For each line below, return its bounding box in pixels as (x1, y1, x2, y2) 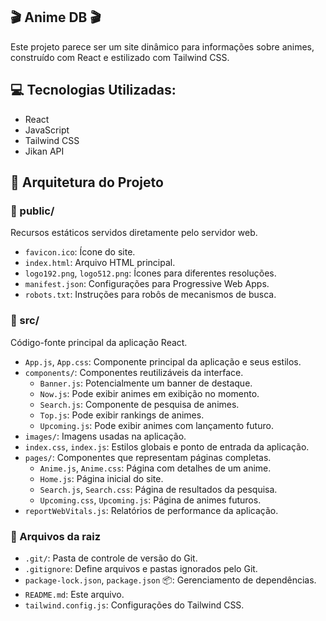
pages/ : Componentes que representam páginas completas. (24, 451, 272, 463)
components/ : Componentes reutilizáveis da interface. (24, 366, 244, 378)
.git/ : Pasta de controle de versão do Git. (24, 552, 198, 564)
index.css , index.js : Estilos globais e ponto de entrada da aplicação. (24, 440, 310, 453)
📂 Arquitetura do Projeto (10, 174, 164, 191)
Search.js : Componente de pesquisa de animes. (39, 398, 240, 410)
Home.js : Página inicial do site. (39, 472, 164, 484)
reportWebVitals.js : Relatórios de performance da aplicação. (24, 504, 279, 516)
